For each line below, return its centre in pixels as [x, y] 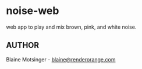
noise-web [33, 11]
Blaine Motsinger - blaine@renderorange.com [61, 59]
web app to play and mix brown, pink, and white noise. [71, 27]
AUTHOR [23, 45]
